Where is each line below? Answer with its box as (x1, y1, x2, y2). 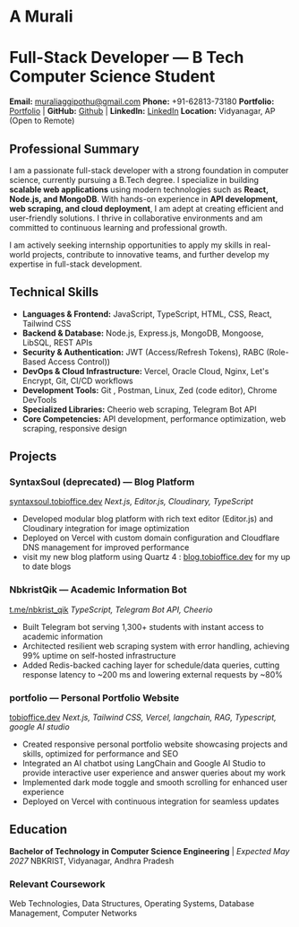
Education (9, 822, 68, 837)
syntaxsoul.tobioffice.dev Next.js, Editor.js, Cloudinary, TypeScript (9, 496, 253, 507)
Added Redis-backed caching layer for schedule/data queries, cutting (21, 660, 280, 670)
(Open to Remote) (9, 115, 75, 127)
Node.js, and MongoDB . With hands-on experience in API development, (9, 193, 278, 204)
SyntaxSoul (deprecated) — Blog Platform (9, 476, 195, 488)
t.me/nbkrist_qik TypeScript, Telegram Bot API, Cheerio (9, 604, 213, 615)
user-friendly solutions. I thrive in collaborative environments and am (9, 213, 263, 223)
